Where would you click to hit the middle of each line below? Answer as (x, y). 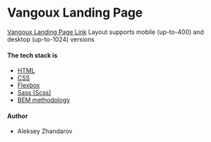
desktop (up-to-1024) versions (51, 39)
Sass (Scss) (34, 93)
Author (18, 116)
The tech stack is (32, 55)
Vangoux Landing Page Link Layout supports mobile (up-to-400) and (105, 32)
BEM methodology (44, 100)
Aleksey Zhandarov (45, 131)
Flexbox (28, 85)
